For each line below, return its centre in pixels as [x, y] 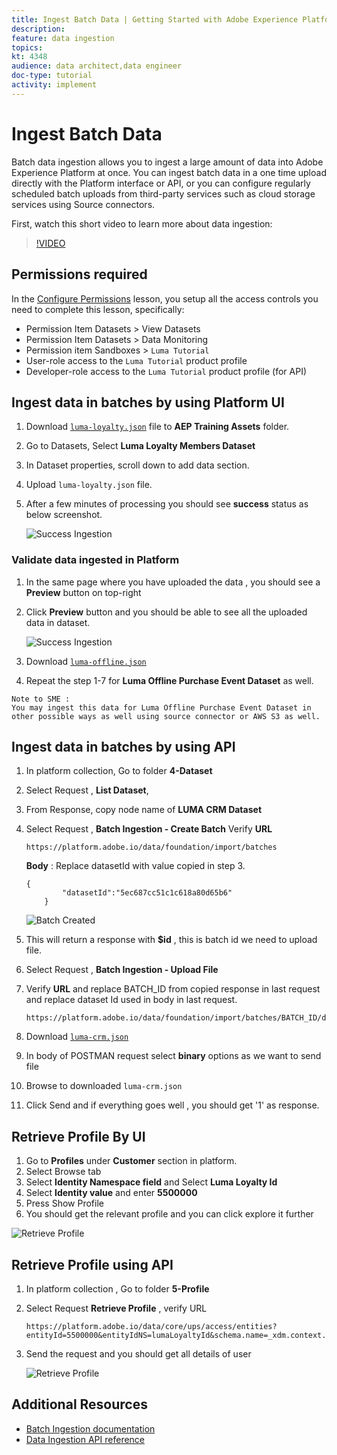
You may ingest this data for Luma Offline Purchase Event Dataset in [161, 707]
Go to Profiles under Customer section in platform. [131, 1161]
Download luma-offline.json [86, 661]
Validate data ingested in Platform [95, 560]
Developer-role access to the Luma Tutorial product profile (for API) [166, 371]
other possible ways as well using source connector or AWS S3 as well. [166, 716]
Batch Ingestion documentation [90, 1428]
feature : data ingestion [63, 38]
